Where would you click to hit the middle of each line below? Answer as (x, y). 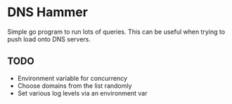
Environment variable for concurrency (72, 78)
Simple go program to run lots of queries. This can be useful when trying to (116, 32)
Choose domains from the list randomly (75, 86)
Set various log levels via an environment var (82, 93)
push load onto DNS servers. (49, 39)
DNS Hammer (47, 12)
